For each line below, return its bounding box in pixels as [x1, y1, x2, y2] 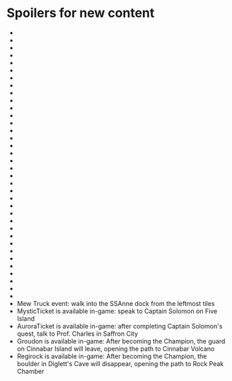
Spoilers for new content [6, 5, 155, 21]
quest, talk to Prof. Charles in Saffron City [16, 329, 139, 338]
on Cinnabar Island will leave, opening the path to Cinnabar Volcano [16, 344, 215, 353]
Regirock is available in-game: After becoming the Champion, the [16, 352, 207, 360]
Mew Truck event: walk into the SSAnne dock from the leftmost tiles [16, 299, 215, 307]
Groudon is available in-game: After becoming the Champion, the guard [16, 336, 226, 345]
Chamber [16, 367, 45, 375]
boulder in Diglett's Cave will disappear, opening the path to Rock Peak [16, 359, 224, 368]
